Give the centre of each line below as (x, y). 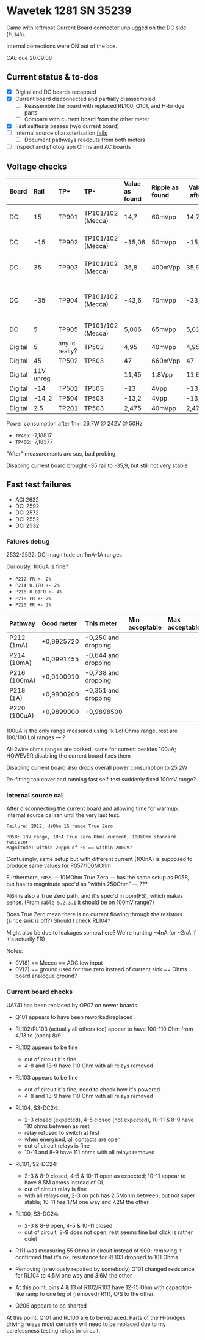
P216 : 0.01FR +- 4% (39, 592)
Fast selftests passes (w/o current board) (67, 126)
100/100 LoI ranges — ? (36, 737)
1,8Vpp (162, 375)
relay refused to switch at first (62, 1132)
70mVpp (164, 301)
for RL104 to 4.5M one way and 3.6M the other (74, 1275)
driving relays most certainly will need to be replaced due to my (86, 1324)
